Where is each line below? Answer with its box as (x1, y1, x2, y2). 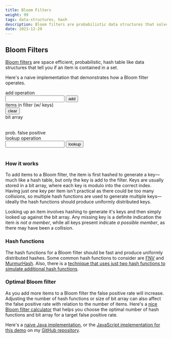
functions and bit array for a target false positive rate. (5, 311, 118, 318)
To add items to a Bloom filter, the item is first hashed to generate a (5, 172, 147, 178)
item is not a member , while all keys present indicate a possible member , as (5, 219, 165, 226)
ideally (5, 199, 19, 205)
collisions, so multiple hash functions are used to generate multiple (5, 193, 146, 199)
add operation (5, 89, 35, 96)
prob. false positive (5, 129, 46, 136)
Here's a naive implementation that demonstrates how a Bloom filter (5, 74, 148, 80)
